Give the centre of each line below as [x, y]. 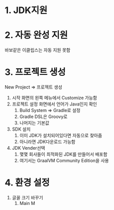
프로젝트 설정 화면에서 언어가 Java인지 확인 [54, 104]
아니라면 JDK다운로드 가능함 [47, 142]
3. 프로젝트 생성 [35, 72]
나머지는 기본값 [34, 123]
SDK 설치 [21, 129]
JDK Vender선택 [29, 148]
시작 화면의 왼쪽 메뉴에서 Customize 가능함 [54, 98]
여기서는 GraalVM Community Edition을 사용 [64, 161]
